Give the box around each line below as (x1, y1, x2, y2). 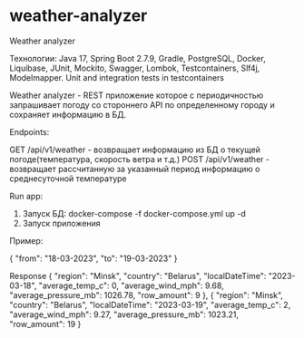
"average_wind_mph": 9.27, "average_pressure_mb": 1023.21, (9, 309, 239, 320)
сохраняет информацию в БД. (9, 109, 127, 120)
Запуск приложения (22, 217, 102, 228)
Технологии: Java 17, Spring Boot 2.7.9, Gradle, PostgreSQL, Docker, (9, 53, 266, 63)
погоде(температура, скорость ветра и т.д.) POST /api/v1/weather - (9, 153, 270, 164)
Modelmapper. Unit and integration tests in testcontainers (9, 72, 225, 82)
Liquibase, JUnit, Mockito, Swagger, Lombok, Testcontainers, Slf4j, (9, 63, 260, 73)
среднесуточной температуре (9, 173, 127, 184)
